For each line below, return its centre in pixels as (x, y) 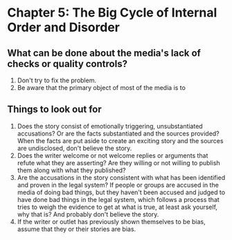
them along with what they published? (71, 170)
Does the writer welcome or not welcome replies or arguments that (113, 155)
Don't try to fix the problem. (57, 80)
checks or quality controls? (68, 64)
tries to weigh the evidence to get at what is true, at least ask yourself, (117, 207)
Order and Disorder (63, 27)
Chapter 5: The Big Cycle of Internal (112, 13)
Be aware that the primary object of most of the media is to (101, 87)
